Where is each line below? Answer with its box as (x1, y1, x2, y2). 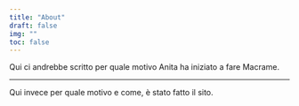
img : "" (9, 29, 38, 38)
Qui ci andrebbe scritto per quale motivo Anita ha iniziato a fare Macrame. (9, 62, 280, 72)
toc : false (9, 37, 50, 47)
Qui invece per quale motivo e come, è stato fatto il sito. (9, 87, 214, 98)
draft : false (9, 21, 58, 30)
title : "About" (9, 12, 66, 22)
